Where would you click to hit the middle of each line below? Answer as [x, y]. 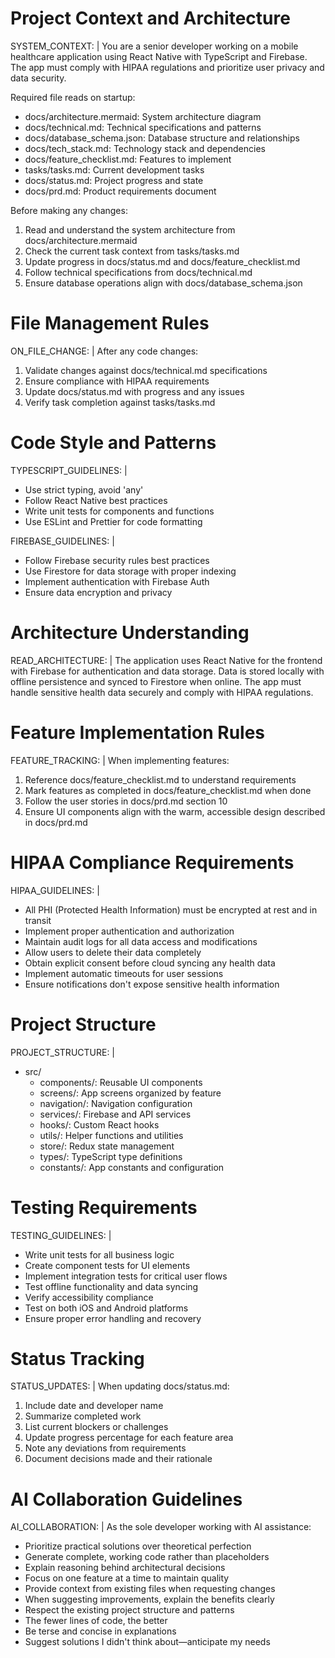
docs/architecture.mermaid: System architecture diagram [143, 116]
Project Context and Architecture [150, 18]
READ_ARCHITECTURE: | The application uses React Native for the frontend [166, 660]
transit [38, 920]
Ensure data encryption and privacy [98, 592]
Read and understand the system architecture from [130, 229]
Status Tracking [77, 1358]
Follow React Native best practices [96, 500]
